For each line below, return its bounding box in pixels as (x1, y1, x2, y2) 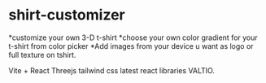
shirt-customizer (8, 6, 125, 24)
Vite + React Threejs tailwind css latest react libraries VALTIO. (8, 65, 216, 75)
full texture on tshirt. (8, 50, 76, 59)
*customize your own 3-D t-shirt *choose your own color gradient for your (8, 33, 258, 42)
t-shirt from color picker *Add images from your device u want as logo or (8, 41, 254, 50)
